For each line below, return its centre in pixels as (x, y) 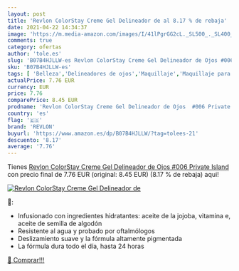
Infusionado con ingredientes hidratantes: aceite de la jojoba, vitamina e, (124, 216)
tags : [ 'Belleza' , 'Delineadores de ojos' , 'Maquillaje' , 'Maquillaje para (119, 73)
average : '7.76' (31, 147)
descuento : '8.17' (34, 140)
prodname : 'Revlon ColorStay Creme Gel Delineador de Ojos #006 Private (119, 107)
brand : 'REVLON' (31, 127)
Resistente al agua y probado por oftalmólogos (86, 231)
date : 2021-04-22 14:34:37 (47, 27)
